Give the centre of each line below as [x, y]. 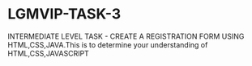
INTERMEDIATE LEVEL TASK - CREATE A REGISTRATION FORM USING [126, 36]
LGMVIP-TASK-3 [64, 14]
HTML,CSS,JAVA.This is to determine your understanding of [108, 44]
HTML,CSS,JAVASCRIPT [49, 53]
